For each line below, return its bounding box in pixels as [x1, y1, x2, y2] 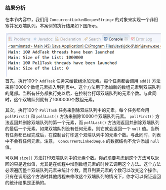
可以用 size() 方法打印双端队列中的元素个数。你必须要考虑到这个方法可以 [5, 155, 155, 161]
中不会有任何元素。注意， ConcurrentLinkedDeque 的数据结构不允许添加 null [5, 138, 160, 144]
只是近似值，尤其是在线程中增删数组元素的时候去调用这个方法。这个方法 [13, 161, 161, 167]
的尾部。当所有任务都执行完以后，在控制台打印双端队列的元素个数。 [5, 90, 144, 96]
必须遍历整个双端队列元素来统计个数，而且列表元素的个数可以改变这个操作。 [5, 167, 161, 173]
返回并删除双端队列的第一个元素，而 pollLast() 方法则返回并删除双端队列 [9, 119, 160, 125]
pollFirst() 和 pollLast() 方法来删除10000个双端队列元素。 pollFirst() [5, 113, 154, 119]
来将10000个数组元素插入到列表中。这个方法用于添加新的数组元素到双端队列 [5, 84, 161, 90]
